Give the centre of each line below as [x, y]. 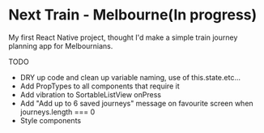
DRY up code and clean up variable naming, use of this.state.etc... [130, 77]
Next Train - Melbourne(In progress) [133, 15]
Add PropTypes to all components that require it [100, 86]
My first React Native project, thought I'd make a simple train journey [123, 37]
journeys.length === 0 [57, 112]
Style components [51, 120]
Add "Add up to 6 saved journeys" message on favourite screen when [136, 103]
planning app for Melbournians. [61, 45]
